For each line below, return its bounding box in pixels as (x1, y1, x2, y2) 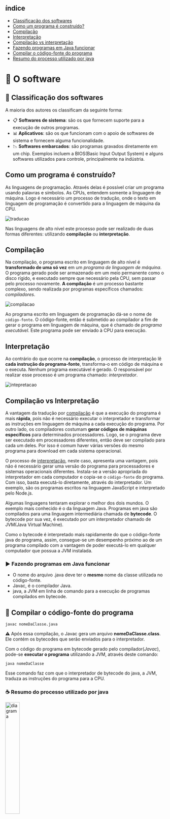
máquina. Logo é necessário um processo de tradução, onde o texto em (5, 195, 156, 201)
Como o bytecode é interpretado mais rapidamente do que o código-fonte (5, 532, 161, 538)
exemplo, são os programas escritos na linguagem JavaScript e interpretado (5, 485, 165, 491)
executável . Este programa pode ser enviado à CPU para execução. (5, 328, 147, 334)
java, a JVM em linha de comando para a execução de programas (12, 588, 150, 594)
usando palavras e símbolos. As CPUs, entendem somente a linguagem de (5, 189, 161, 195)
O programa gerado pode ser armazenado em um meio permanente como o (5, 270, 164, 276)
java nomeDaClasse (5, 661, 44, 666)
